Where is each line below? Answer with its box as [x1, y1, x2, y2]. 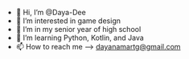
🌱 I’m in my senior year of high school [15, 25, 142, 33]
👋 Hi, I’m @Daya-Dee [15, 8, 86, 17]
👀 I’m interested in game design [15, 16, 121, 26]
